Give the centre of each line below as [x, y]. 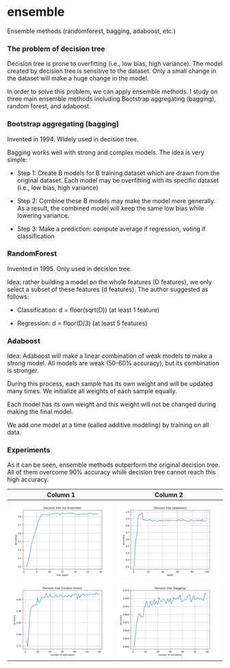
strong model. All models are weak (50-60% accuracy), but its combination [113, 363]
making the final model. [40, 412]
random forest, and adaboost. [49, 106]
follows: [18, 297]
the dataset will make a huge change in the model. [78, 78]
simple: [17, 159]
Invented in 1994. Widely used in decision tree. [73, 139]
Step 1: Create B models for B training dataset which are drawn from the [118, 173]
